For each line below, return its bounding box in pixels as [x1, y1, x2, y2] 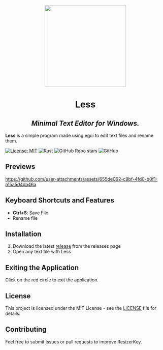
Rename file [12, 215, 38, 221]
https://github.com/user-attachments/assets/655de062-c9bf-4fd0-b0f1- [5, 176, 158, 182]
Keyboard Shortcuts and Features [5, 196, 114, 205]
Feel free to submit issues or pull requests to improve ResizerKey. [5, 338, 142, 345]
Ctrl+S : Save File [12, 210, 49, 216]
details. [5, 310, 21, 317]
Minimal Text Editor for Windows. [31, 119, 140, 128]
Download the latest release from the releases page [12, 243, 121, 249]
